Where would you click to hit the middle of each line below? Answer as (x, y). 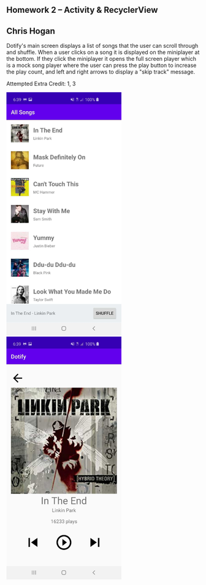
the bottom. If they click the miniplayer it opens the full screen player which (101, 59)
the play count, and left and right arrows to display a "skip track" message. (101, 72)
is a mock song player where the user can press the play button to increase (101, 65)
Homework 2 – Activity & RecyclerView (82, 10)
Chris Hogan (31, 31)
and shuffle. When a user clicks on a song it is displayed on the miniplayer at (103, 52)
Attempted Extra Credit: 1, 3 (41, 84)
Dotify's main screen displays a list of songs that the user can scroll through (102, 46)
